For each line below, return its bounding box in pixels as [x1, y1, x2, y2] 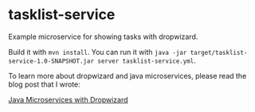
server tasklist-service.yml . [96, 56, 197, 65]
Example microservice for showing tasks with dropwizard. [8, 32, 198, 41]
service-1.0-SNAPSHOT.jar [8, 57, 94, 65]
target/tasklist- [190, 48, 248, 56]
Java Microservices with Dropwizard [8, 95, 129, 104]
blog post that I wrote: [8, 79, 81, 89]
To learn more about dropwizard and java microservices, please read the [8, 71, 247, 80]
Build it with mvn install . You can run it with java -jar [8, 47, 187, 56]
